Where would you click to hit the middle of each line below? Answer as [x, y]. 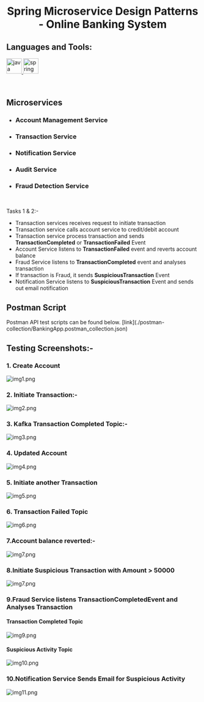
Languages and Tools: [49, 47]
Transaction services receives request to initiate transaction [90, 223]
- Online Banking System [103, 24]
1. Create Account [33, 365]
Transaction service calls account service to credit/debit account [97, 230]
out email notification [42, 288]
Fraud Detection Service [52, 186]
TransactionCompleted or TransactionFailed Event [80, 243]
